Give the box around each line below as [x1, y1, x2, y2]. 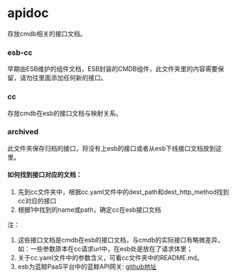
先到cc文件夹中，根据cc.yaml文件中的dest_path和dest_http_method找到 [17, 188, 230, 196]
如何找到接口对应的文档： [7, 171, 82, 179]
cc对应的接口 [17, 197, 57, 205]
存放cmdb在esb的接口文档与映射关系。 [7, 109, 122, 117]
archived [7, 127, 39, 137]
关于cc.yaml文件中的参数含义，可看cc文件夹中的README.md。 [17, 254, 204, 262]
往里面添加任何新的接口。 [31, 73, 107, 82]
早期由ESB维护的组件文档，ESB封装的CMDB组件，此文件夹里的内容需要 [7, 65, 218, 73]
